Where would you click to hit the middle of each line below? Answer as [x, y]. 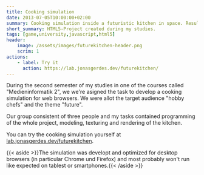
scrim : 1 [28, 51]
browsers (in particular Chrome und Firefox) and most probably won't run [98, 159]
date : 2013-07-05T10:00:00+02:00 [49, 18]
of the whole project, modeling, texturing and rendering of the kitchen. [94, 123]
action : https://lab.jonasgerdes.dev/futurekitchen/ [90, 68]
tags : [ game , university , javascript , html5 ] [61, 35]
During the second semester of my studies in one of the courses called [95, 85]
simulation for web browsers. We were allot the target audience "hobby [95, 98]
